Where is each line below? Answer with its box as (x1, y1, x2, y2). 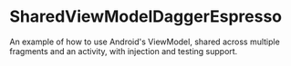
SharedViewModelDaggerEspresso (9, 6, 283, 27)
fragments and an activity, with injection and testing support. (9, 45, 238, 56)
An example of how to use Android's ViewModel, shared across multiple (9, 36, 280, 47)
